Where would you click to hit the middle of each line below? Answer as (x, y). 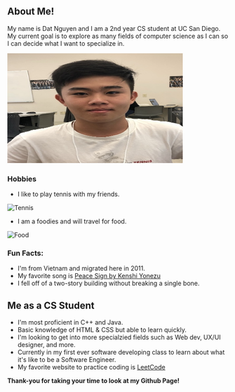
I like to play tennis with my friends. (68, 194)
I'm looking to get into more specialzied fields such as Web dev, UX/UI (119, 337)
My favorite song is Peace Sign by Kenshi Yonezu (89, 276)
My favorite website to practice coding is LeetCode (92, 367)
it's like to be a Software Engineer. (67, 360)
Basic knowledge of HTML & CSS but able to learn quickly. (102, 330)
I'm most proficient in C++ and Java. (70, 322)
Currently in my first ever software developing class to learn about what (121, 352)
